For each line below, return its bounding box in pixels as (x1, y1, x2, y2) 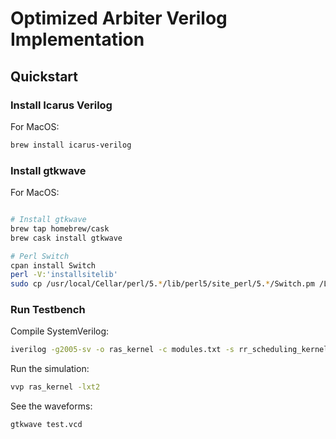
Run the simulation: (10, 363, 90, 375)
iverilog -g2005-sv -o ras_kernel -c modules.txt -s (10, 345, 235, 355)
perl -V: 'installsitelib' (10, 270, 118, 280)
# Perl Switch (10, 251, 70, 261)
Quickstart (10, 68, 79, 85)
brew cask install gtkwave (10, 233, 123, 243)
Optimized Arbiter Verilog (10, 7, 228, 30)
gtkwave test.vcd (10, 420, 83, 430)
